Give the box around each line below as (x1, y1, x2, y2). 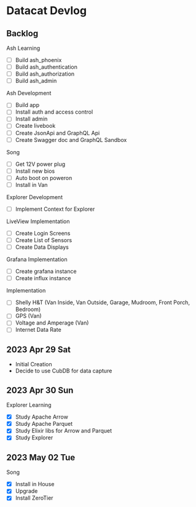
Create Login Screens (15, 229, 71, 237)
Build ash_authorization (15, 70, 75, 77)
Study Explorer (15, 434, 53, 441)
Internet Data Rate (15, 326, 61, 334)
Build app (15, 101, 40, 109)
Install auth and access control (15, 108, 93, 116)
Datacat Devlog (6, 4, 87, 18)
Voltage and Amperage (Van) (15, 319, 89, 326)
